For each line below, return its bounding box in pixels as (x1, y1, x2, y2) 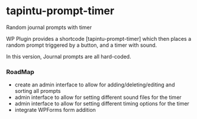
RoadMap (6, 67, 34, 76)
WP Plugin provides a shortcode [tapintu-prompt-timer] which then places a (6, 35, 192, 42)
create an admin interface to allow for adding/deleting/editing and (14, 81, 175, 88)
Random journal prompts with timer (6, 24, 92, 31)
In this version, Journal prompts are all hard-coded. (6, 53, 131, 60)
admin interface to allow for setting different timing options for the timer (14, 100, 189, 107)
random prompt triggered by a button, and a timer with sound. (6, 41, 157, 49)
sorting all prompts (14, 88, 61, 95)
